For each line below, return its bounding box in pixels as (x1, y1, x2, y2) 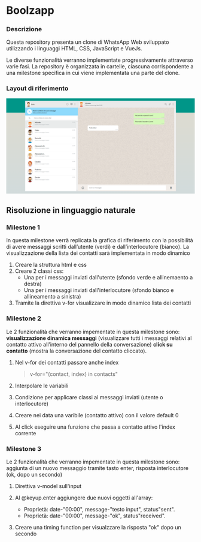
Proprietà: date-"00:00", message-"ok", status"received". (23, 512, 166, 519)
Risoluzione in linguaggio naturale (6, 205, 136, 216)
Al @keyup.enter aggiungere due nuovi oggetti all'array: (14, 494, 153, 501)
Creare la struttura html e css (14, 261, 87, 269)
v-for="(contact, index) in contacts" (29, 370, 118, 378)
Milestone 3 (6, 444, 42, 453)
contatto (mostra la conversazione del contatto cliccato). (6, 347, 147, 354)
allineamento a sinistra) (23, 293, 81, 300)
